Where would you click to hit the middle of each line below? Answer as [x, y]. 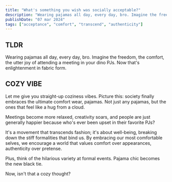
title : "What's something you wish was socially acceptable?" [73, 10]
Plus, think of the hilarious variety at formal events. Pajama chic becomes [83, 158]
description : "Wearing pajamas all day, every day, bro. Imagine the [81, 15]
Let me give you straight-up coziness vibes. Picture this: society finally [80, 96]
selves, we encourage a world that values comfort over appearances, [79, 143]
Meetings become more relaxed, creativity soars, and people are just [78, 117]
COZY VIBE [24, 84]
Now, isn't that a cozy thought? [38, 173]
